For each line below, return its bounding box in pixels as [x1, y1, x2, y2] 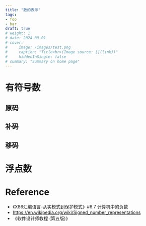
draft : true [5, 26, 30, 31]
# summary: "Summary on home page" [5, 59, 80, 64]
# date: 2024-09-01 [5, 36, 46, 41]
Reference [5, 186, 49, 198]
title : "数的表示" [5, 7, 41, 13]
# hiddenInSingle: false [5, 54, 66, 59]
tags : [5, 12, 17, 17]
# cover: [5, 40, 24, 45]
